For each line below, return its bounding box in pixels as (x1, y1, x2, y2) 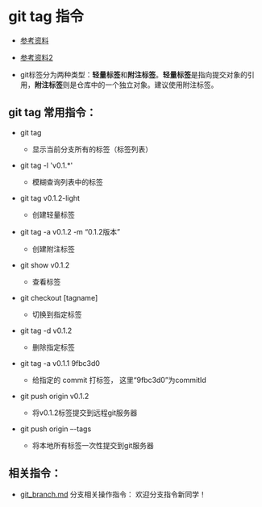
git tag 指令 (8, 7, 85, 26)
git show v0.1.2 (19, 260, 70, 270)
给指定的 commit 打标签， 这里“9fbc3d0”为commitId (31, 375, 207, 384)
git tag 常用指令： (8, 106, 97, 119)
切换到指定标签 (31, 310, 82, 319)
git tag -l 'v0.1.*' (19, 160, 73, 170)
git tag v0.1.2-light (19, 193, 81, 202)
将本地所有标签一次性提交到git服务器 (31, 440, 155, 450)
